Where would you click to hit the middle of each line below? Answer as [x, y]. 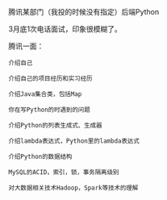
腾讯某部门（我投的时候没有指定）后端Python [84, 12]
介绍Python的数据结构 [40, 156]
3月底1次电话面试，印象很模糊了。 [65, 29]
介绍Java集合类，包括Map [45, 94]
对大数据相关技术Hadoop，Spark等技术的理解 [73, 188]
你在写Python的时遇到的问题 [49, 110]
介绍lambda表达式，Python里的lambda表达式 [74, 141]
